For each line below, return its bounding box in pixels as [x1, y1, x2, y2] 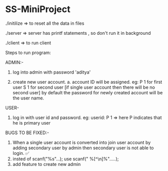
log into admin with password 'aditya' [12, 69, 91, 75]
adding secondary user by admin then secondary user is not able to [12, 145, 154, 151]
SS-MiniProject [5, 4, 71, 15]
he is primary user [12, 120, 51, 126]
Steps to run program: [5, 49, 52, 55]
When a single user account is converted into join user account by [12, 139, 151, 145]
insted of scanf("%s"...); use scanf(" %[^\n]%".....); [12, 155, 119, 162]
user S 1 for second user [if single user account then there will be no [12, 84, 155, 90]
